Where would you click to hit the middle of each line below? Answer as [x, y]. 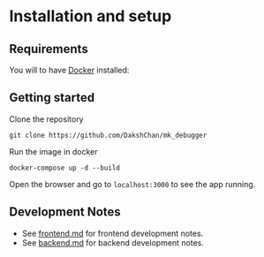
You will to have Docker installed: [69, 70]
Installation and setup [91, 16]
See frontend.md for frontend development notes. [113, 233]
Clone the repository [46, 119]
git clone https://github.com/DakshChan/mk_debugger [108, 135]
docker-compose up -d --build [65, 168]
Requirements [49, 49]
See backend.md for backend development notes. [113, 242]
